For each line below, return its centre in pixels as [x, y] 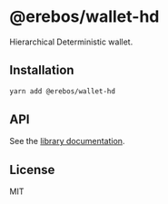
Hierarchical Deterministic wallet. [71, 42]
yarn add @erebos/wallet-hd [63, 91]
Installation [42, 70]
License [32, 170]
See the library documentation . [67, 141]
